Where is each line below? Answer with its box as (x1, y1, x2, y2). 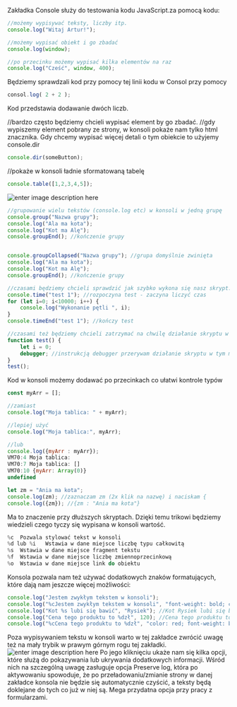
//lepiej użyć (7, 421, 49, 428)
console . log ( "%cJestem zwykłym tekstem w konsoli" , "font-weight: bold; (7, 600, 226, 607)
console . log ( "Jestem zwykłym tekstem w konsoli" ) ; (7, 594, 159, 601)
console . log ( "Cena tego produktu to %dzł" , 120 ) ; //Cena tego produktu (7, 614, 222, 621)
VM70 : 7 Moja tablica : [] (7, 461, 80, 468)
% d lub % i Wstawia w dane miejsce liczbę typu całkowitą (7, 540, 185, 547)
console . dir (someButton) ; (7, 154, 83, 161)
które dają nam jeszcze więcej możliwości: (7, 580, 131, 589)
